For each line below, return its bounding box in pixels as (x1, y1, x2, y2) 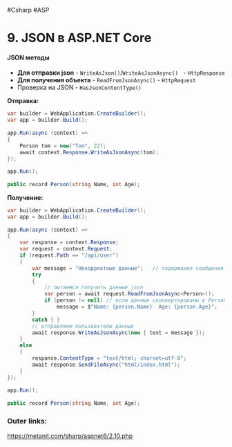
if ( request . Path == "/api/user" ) (19, 252, 119, 259)
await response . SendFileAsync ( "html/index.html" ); (32, 361, 181, 368)
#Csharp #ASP (7, 6, 50, 14)
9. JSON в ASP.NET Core (7, 30, 152, 46)
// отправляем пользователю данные (32, 322, 135, 329)
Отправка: (7, 97, 39, 105)
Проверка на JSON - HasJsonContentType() (17, 83, 142, 92)
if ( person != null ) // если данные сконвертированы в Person (43, 297, 227, 304)
